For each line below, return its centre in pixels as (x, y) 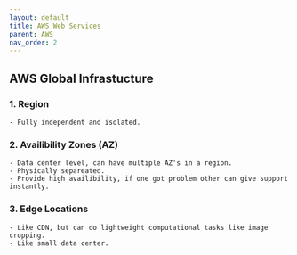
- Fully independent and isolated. (75, 122)
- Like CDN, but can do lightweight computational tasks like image (139, 227)
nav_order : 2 (33, 42)
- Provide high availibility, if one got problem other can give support (149, 179)
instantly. (29, 187)
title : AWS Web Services (55, 26)
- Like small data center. (59, 243)
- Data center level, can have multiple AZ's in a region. (121, 163)
